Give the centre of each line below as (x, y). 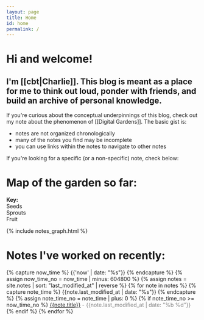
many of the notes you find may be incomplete (73, 140)
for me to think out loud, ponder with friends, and (101, 91)
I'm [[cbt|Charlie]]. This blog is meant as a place (100, 81)
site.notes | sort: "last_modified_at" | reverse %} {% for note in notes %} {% (101, 286)
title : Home (21, 18)
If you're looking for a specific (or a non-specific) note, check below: (93, 158)
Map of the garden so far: (72, 183)
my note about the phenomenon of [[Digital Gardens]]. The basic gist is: (97, 122)
